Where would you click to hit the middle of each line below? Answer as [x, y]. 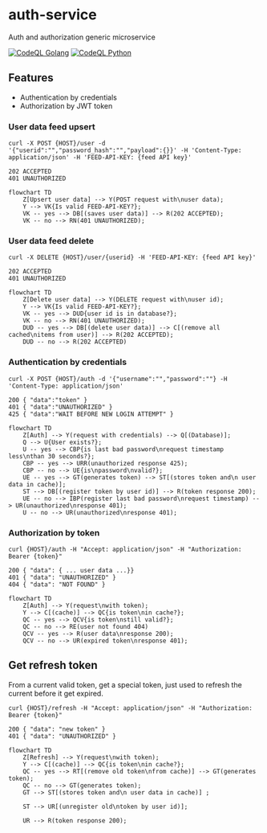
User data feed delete [51, 240]
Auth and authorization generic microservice [82, 37]
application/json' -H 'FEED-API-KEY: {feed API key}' [100, 158]
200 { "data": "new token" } [57, 729]
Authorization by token [54, 532]
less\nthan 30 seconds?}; [51, 456]
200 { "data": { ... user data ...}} [71, 570]
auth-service [53, 15]
